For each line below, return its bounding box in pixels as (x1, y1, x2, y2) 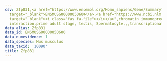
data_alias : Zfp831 (5, 26, 46, 30)
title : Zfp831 (5, 48, 35, 53)
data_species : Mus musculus (5, 39, 64, 44)
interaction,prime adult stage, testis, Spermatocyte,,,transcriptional (9, 21, 164, 26)
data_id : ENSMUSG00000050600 (5, 30, 66, 35)
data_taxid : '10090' (5, 44, 48, 49)
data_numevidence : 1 (5, 35, 48, 40)
